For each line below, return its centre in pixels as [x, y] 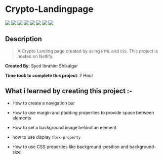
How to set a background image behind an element [64, 127]
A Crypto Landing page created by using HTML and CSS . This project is [87, 51]
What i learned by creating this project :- [69, 91]
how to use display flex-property [46, 137]
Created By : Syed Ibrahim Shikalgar [41, 66]
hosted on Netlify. [35, 56]
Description [23, 39]
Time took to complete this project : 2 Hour [49, 75]
